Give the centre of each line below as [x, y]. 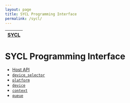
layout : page [18, 9]
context [20, 91]
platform [21, 81]
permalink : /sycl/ [24, 18]
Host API [21, 70]
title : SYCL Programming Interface [41, 14]
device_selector [28, 75]
